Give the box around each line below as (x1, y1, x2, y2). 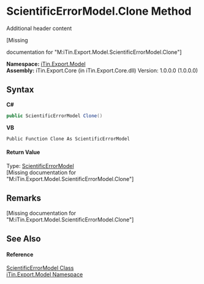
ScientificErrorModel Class (6, 264, 74, 272)
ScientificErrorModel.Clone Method (6, 4, 192, 18)
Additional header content (6, 25, 72, 32)
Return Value (6, 148, 40, 156)
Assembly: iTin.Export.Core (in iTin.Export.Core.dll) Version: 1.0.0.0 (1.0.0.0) (6, 66, 198, 74)
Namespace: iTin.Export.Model (6, 60, 86, 67)
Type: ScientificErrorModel (6, 162, 75, 169)
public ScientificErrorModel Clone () (6, 112, 103, 119)
